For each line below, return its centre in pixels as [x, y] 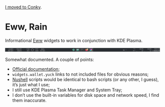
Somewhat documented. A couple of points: [50, 59]
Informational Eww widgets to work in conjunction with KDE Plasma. [74, 40]
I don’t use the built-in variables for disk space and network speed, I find [86, 95]
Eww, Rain [26, 27]
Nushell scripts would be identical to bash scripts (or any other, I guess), [85, 79]
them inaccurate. [29, 100]
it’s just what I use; [31, 84]
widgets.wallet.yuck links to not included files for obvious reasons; [80, 74]
